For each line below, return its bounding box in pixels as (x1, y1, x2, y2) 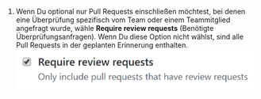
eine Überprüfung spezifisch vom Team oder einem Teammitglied (15, 15, 231, 25)
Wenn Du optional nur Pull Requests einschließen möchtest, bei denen (15, 7, 246, 16)
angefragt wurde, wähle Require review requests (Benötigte (15, 24, 214, 32)
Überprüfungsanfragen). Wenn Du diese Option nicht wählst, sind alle (15, 32, 244, 41)
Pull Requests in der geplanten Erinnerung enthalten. (15, 40, 188, 50)
